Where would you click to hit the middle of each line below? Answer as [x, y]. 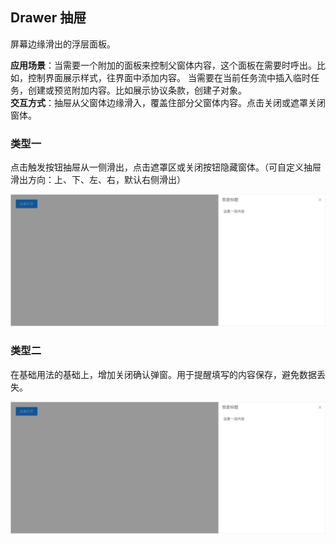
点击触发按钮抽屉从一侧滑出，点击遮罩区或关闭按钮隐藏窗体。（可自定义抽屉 [166, 167]
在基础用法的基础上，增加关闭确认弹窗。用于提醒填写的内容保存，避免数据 [163, 374]
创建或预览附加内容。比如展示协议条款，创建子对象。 [137, 90]
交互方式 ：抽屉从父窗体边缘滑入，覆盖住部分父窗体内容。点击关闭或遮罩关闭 [168, 102]
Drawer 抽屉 [48, 18]
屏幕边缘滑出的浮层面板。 [63, 44]
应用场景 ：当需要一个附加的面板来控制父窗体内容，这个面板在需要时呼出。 [163, 65]
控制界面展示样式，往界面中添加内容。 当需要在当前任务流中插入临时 [169, 77]
